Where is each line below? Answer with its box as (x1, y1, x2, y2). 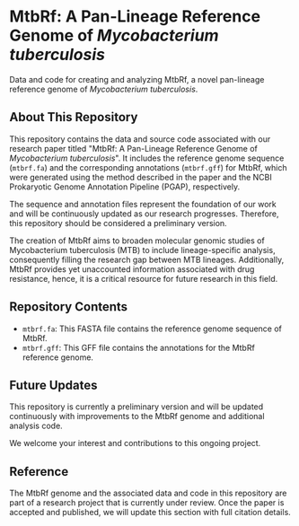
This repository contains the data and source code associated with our (9, 133, 271, 145)
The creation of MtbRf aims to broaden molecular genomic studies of (9, 235, 265, 246)
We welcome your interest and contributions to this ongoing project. (9, 438, 261, 449)
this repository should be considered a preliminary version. (9, 217, 227, 228)
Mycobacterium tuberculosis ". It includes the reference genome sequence (9, 153, 285, 163)
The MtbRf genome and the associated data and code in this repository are (9, 487, 287, 499)
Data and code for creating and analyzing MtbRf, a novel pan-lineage (9, 74, 265, 84)
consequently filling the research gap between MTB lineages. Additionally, (9, 254, 285, 265)
